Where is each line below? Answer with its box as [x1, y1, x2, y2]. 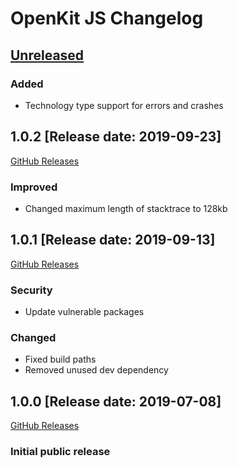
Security [10, 283, 53, 297]
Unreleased [10, 47, 85, 64]
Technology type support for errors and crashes [24, 99, 224, 111]
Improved [10, 180, 58, 194]
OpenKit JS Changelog [10, 7, 204, 30]
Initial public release [10, 445, 111, 459]
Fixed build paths [24, 353, 97, 366]
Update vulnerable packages [24, 306, 145, 318]
